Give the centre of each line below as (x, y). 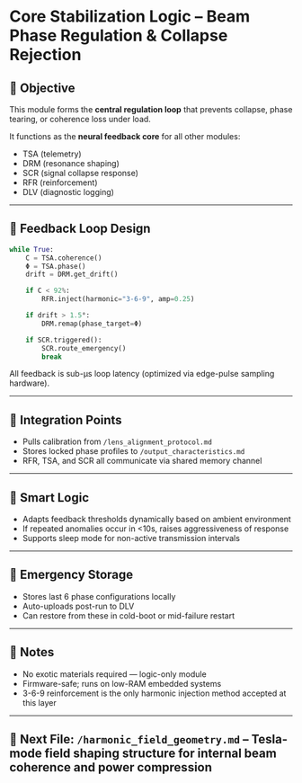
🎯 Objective (42, 88)
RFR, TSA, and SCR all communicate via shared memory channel (142, 461)
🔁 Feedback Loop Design (80, 229)
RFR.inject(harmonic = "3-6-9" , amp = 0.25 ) (118, 299)
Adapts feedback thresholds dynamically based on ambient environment (157, 520)
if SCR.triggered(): (64, 340)
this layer (39, 702)
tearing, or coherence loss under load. (80, 119)
